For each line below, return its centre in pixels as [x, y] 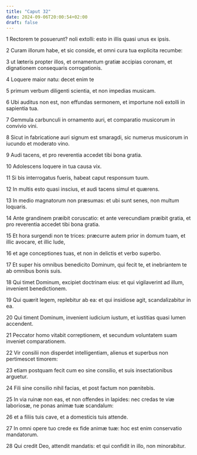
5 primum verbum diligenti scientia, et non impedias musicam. [81, 91]
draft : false [22, 22]
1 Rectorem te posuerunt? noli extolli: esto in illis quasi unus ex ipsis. [88, 39]
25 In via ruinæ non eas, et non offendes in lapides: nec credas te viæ [90, 399]
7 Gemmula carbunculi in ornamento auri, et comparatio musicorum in [91, 120]
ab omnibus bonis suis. [34, 271]
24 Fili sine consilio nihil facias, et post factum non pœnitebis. [81, 388]
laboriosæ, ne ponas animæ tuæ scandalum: [60, 406]
